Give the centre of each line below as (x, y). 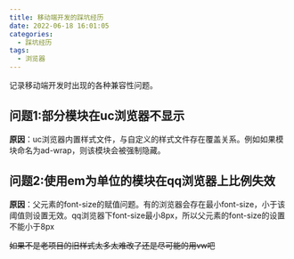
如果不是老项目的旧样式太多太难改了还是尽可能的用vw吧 (112, 245)
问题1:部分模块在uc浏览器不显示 (97, 116)
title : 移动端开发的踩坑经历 (57, 17)
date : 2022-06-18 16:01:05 (59, 26)
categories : (31, 34)
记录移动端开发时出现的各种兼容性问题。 (83, 85)
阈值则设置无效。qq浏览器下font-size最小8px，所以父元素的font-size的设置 (147, 215)
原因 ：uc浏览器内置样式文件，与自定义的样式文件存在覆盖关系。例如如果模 (147, 139)
